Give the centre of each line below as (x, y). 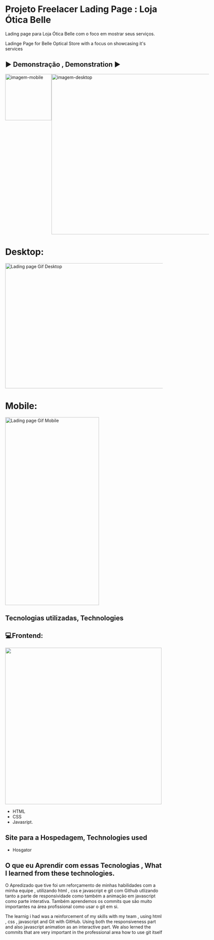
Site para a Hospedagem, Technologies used (76, 838)
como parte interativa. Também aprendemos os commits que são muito (79, 901)
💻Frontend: (24, 636)
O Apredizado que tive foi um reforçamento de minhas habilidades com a (80, 885)
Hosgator (22, 850)
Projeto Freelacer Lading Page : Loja (81, 9)
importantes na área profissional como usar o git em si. (62, 907)
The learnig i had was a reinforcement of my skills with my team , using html (83, 916)
